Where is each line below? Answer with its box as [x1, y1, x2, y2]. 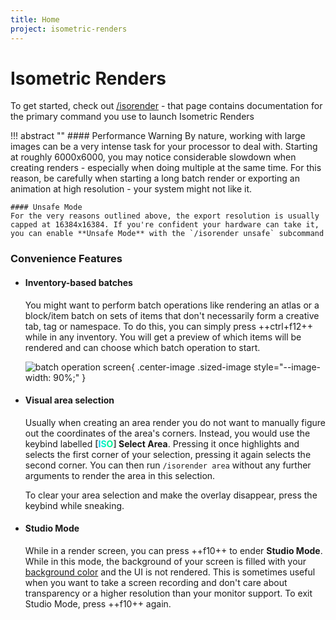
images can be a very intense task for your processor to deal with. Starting [10, 141, 318, 153]
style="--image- [253, 361, 322, 373]
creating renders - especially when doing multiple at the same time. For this [10, 162, 322, 174]
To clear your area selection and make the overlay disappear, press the [24, 489, 318, 501]
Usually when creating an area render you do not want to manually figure [24, 416, 326, 428]
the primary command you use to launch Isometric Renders [10, 111, 255, 123]
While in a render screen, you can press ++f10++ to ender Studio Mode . [24, 544, 323, 556]
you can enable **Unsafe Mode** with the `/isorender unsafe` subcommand [10, 229, 325, 239]
